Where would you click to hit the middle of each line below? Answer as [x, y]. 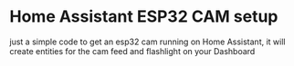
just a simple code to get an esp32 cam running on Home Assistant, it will [147, 42]
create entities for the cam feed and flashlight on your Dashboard [132, 51]
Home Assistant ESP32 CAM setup [144, 17]
